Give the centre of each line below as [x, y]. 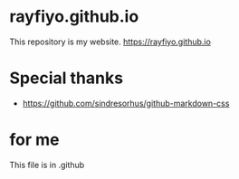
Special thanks [67, 78]
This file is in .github [47, 165]
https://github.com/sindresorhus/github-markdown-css [126, 103]
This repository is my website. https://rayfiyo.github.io [110, 42]
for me [34, 140]
